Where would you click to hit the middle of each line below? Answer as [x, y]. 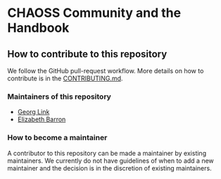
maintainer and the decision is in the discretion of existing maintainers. [110, 168]
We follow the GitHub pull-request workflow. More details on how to [106, 71]
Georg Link [33, 112]
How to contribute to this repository [87, 54]
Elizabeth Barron [42, 119]
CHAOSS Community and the [94, 13]
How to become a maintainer [57, 137]
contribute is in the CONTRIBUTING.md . [65, 78]
